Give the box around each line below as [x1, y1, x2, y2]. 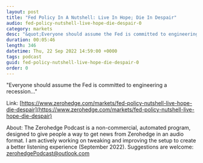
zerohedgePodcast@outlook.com [6, 150, 90, 157]
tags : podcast [6, 54, 42, 60]
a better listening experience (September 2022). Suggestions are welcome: [6, 143, 194, 151]
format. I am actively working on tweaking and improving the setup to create [6, 137, 196, 144]
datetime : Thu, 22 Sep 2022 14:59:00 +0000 [6, 48, 118, 54]
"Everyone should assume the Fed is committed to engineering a [6, 81, 167, 89]
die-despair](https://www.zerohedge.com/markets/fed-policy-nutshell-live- [6, 106, 195, 113]
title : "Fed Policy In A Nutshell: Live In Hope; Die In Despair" [6, 14, 177, 21]
